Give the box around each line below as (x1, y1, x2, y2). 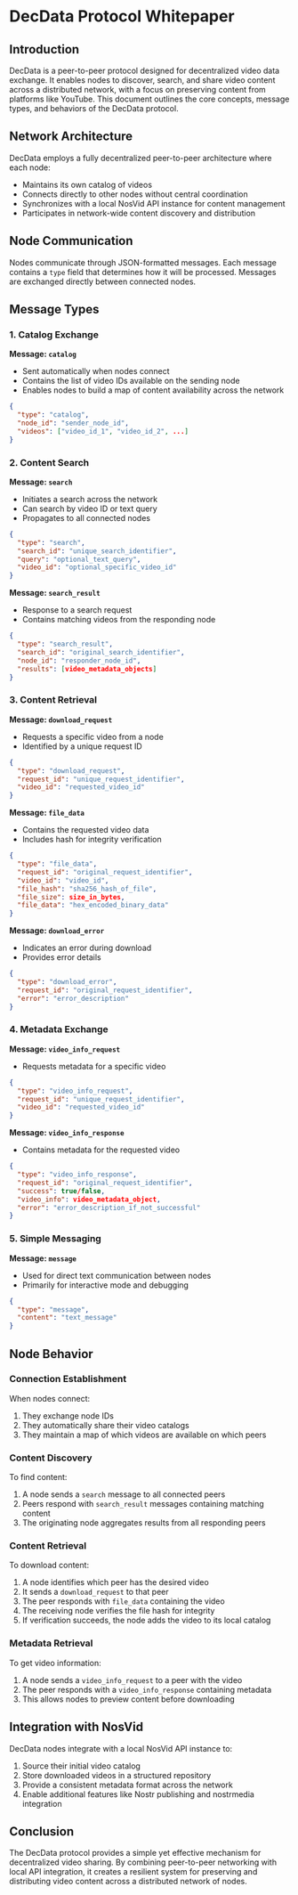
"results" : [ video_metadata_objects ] (17, 664, 157, 673)
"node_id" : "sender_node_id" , (17, 419, 129, 428)
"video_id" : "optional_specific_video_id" (17, 563, 177, 572)
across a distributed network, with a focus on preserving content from (9, 85, 267, 94)
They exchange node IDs (21, 1410, 114, 1421)
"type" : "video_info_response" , (17, 1170, 138, 1179)
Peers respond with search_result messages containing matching (21, 1499, 264, 1509)
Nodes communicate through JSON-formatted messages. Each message (9, 256, 278, 268)
